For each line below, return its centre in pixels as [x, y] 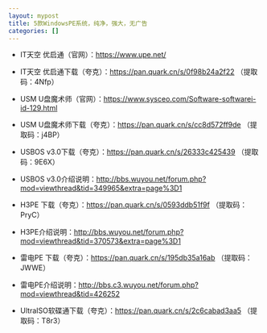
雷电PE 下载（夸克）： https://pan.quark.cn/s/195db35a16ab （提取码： [136, 258]
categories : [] [34, 31]
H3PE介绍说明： [47, 232]
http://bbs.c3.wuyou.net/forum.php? [138, 285]
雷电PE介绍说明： [49, 285]
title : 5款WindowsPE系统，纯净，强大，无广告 [78, 23]
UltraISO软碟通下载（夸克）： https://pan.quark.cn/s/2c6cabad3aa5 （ [135, 310]
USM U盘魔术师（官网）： [62, 99]
